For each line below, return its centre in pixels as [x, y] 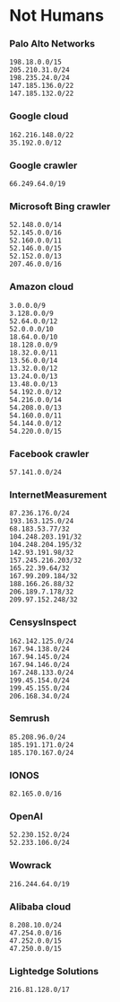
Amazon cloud [42, 286]
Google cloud [39, 116]
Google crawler [43, 165]
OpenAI [26, 816]
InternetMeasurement [58, 495]
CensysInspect [43, 622]
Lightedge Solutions [54, 971]
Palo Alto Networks [52, 44]
